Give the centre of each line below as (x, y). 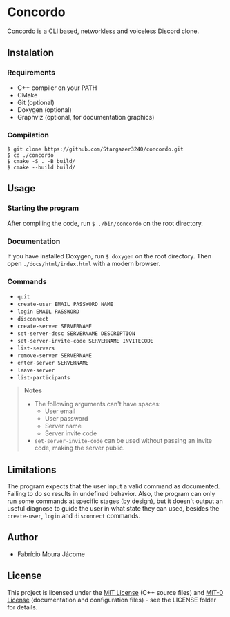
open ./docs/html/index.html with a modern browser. (84, 263)
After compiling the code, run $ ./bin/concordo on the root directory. (105, 223)
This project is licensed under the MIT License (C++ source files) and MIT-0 (115, 592)
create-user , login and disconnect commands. (74, 516)
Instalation (30, 53)
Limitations (32, 469)
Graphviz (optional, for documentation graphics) (86, 117)
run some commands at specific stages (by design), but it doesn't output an (115, 501)
